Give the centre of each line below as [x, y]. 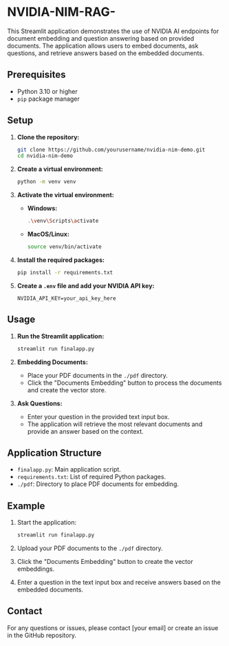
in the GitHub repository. [42, 635]
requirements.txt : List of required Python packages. [91, 477]
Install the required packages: [61, 260]
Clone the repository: [48, 137]
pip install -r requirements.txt [65, 272]
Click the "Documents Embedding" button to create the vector [105, 562]
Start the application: [47, 523]
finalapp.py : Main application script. [69, 470]
